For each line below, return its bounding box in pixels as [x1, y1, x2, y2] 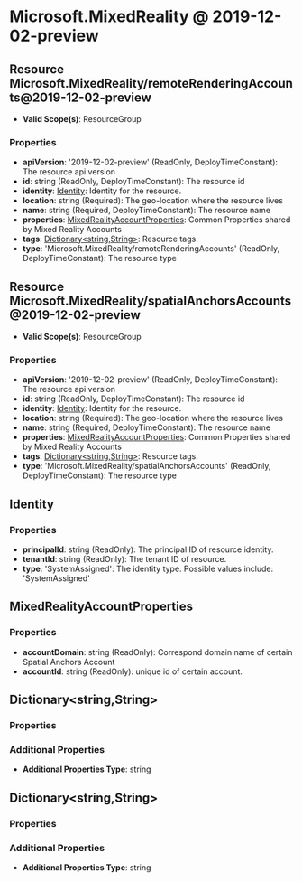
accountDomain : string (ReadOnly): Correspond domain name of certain [22, 646, 293, 657]
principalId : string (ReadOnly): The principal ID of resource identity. [22, 544, 274, 555]
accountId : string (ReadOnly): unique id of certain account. [22, 666, 243, 677]
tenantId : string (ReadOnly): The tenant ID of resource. [22, 554, 227, 565]
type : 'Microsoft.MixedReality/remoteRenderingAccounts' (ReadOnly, [22, 243, 280, 254]
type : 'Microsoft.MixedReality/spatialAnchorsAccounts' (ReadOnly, [22, 461, 271, 472]
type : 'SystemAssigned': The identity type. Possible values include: [22, 563, 273, 575]
